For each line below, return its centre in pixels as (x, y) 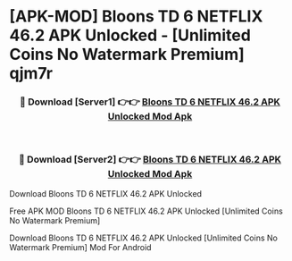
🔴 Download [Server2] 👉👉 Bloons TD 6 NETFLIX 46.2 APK (150, 160)
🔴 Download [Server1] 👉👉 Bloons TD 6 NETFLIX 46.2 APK (150, 102)
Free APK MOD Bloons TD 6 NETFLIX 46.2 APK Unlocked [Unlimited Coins (146, 211)
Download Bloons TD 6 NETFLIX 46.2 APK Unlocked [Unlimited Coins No (144, 238)
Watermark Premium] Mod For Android (80, 247)
